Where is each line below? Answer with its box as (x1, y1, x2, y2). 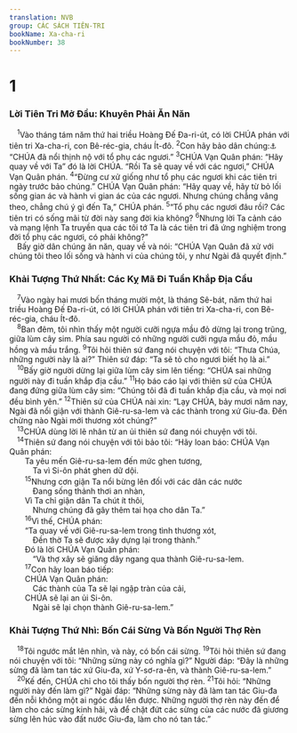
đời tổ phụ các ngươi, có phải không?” (9, 231, 148, 242)
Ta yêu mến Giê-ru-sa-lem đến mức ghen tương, (25, 455, 203, 467)
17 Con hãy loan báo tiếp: (25, 562, 114, 575)
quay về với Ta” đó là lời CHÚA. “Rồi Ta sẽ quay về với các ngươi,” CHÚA (9, 161, 275, 172)
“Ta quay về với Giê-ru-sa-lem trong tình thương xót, (25, 525, 217, 536)
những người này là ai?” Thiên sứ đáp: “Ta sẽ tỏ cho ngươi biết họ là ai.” (9, 353, 270, 365)
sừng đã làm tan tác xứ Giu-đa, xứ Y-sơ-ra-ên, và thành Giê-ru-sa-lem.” (9, 665, 272, 676)
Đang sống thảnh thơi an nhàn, (32, 486, 146, 496)
